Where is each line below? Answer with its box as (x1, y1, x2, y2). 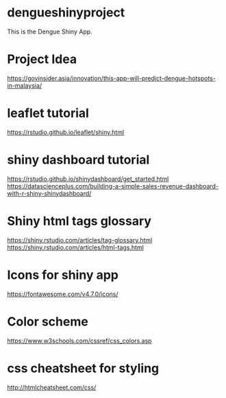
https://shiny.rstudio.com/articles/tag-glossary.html (7, 236, 153, 244)
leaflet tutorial (7, 105, 89, 121)
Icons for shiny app (7, 267, 118, 282)
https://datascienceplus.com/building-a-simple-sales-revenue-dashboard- (7, 182, 219, 190)
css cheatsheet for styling (7, 360, 160, 376)
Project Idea (7, 51, 77, 67)
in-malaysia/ (7, 81, 42, 90)
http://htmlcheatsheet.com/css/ (7, 383, 97, 391)
